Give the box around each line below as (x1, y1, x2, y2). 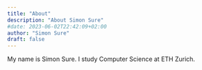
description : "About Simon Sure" (7, 17, 104, 24)
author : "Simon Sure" (7, 29, 70, 37)
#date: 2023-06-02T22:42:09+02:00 (7, 23, 108, 30)
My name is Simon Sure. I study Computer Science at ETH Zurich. (7, 55, 196, 63)
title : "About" (7, 10, 51, 17)
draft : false (7, 36, 45, 43)
